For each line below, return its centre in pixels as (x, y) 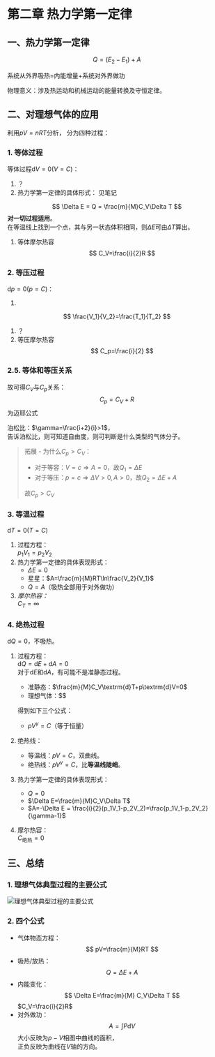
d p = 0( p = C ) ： (31, 289)
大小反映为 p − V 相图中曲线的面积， (67, 1037)
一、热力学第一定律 (48, 42)
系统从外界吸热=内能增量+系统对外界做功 (66, 75)
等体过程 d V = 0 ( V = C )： (43, 169)
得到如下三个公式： (45, 711)
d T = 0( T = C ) (28, 530)
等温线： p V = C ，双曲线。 (65, 755)
